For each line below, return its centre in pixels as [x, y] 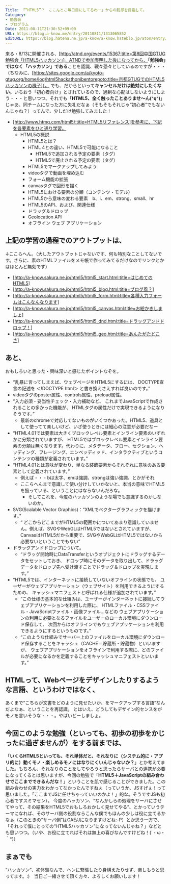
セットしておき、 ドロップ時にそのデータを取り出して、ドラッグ [96, 560]
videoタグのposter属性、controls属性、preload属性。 [68, 395]
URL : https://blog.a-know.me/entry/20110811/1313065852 [66, 34]
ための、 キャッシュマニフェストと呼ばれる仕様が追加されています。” [84, 592]
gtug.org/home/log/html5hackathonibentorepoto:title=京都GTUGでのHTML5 [85, 79]
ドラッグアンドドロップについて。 [48, 548]
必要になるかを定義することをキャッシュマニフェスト [85, 656]
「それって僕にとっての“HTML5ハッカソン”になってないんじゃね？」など [81, 826]
